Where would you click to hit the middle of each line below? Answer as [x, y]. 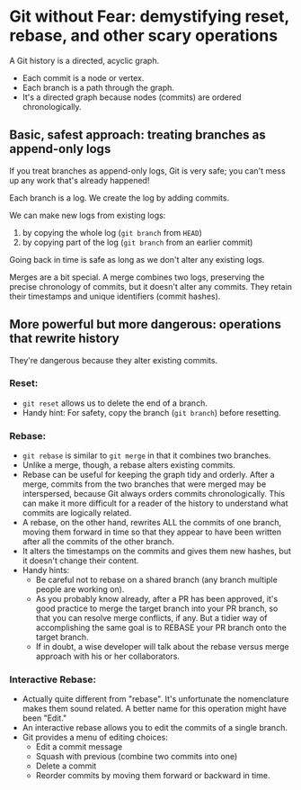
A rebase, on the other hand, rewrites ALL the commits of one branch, [151, 523]
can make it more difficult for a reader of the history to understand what [155, 503]
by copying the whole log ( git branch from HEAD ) [112, 232]
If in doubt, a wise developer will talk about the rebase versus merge [162, 647]
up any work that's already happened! [80, 180]
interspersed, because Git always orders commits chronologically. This [154, 494]
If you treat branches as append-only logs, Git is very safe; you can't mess [147, 171]
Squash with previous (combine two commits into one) [137, 757]
